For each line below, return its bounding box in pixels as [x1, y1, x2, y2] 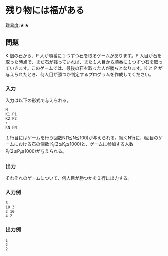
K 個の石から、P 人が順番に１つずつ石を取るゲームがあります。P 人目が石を [5, 52, 162, 58]
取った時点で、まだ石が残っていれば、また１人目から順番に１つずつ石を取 [5, 59, 159, 65]
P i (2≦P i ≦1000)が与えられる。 [5, 148, 67, 155]
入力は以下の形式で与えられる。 [5, 97, 71, 103]
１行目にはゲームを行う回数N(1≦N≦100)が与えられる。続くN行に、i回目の [5, 135, 159, 141]
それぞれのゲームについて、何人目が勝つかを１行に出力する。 [5, 175, 132, 181]
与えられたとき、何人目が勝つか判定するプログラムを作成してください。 [5, 71, 154, 77]
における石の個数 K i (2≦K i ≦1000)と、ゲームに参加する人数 [14, 141, 134, 148]
